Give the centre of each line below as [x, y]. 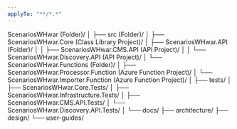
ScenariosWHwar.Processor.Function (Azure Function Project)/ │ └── [110, 72]
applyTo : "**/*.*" [35, 14]
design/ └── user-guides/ [46, 118]
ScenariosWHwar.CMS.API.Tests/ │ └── [67, 102]
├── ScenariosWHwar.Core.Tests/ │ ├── [68, 87]
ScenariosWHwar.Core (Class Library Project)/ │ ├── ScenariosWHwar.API [117, 42]
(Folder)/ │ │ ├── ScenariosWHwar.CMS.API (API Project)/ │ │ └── [107, 49]
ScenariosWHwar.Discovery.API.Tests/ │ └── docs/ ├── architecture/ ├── [118, 110]
